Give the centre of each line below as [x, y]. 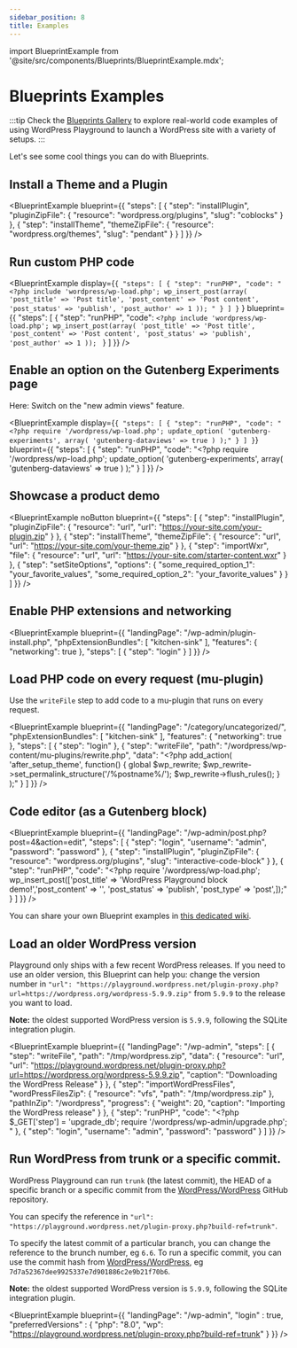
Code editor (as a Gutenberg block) [108, 811]
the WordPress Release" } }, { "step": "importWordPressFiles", [122, 1084]
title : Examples [39, 26]
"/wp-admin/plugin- [220, 632]
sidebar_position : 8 [47, 17]
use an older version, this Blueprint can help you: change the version [135, 974]
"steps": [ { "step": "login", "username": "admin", [178, 842]
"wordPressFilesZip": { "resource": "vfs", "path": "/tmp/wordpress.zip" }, [142, 1093]
